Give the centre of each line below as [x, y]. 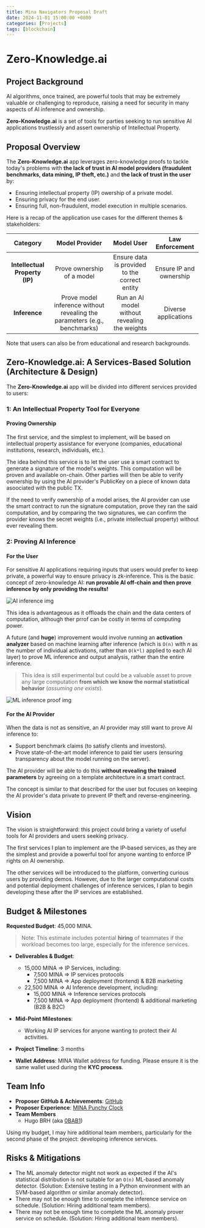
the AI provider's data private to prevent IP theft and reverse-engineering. [99, 796]
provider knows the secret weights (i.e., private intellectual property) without [103, 519]
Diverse [175, 309]
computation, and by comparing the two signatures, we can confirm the [96, 513]
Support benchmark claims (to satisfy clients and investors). [91, 746]
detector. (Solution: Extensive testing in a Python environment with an [103, 1186]
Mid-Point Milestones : [44, 1019]
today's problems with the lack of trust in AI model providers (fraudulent [99, 168]
